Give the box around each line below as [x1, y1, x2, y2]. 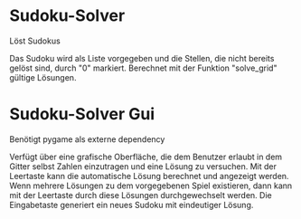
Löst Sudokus [9, 35, 61, 46]
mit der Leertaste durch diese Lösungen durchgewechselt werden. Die [9, 189, 273, 200]
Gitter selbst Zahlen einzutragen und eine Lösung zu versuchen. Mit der [9, 160, 277, 172]
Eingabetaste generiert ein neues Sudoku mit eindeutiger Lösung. [9, 199, 254, 210]
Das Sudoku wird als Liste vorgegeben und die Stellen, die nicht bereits [9, 52, 275, 63]
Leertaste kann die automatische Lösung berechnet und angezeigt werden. [9, 170, 289, 181]
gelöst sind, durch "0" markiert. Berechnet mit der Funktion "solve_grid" [9, 62, 277, 73]
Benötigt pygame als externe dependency [9, 133, 165, 145]
